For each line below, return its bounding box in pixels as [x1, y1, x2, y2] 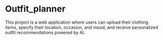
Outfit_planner [5, 3, 66, 14]
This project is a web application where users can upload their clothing [5, 19, 149, 25]
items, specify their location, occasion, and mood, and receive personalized [5, 24, 159, 30]
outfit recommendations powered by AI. [5, 29, 85, 35]
